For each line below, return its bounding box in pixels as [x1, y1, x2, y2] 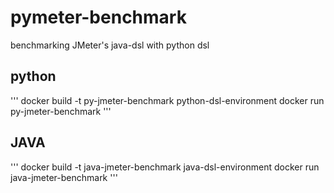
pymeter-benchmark [10, 6, 187, 29]
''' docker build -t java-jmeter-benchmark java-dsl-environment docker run [10, 161, 320, 173]
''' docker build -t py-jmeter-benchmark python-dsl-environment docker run [10, 94, 325, 106]
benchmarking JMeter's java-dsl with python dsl [10, 39, 210, 51]
